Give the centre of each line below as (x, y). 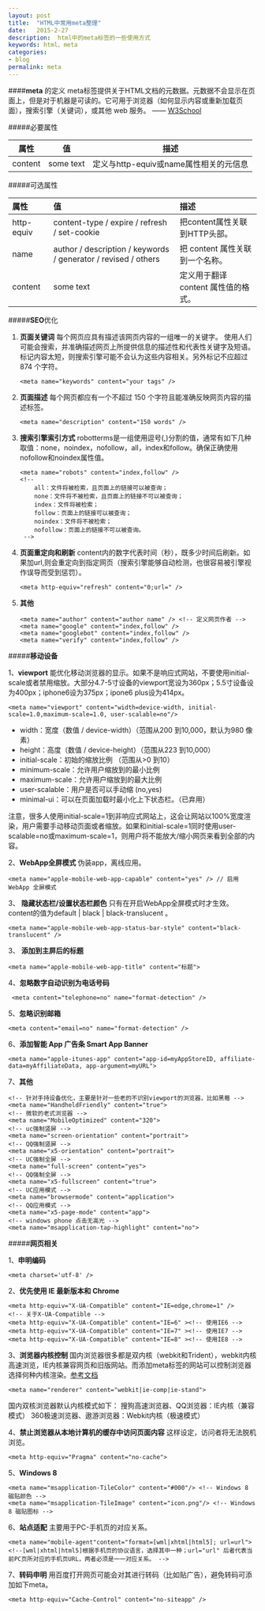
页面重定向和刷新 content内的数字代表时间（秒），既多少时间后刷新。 (131, 552)
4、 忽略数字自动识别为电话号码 (59, 983)
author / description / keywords (111, 248)
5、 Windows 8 (33, 1473)
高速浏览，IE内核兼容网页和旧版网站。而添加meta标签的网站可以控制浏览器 (130, 1365)
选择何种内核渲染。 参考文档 (53, 1374)
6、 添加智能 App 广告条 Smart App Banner (78, 1044)
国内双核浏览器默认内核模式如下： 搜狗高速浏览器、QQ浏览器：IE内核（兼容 (131, 1405)
